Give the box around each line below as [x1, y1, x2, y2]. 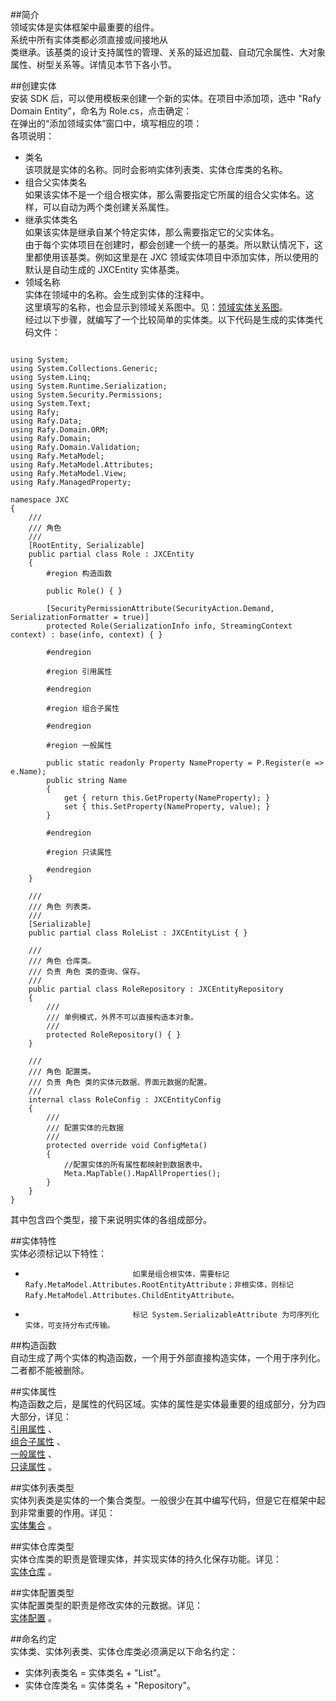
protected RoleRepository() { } [46, 1030, 182, 1040]
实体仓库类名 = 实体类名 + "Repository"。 [24, 1679, 197, 1691]
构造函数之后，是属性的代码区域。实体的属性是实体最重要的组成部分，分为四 [10, 1398, 326, 1410]
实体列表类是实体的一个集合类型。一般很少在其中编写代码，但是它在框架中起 [10, 1494, 326, 1506]
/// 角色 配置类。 [28, 1067, 96, 1077]
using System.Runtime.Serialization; [10, 381, 168, 391]
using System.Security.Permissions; [10, 390, 163, 400]
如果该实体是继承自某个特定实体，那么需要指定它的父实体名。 [24, 226, 280, 238]
